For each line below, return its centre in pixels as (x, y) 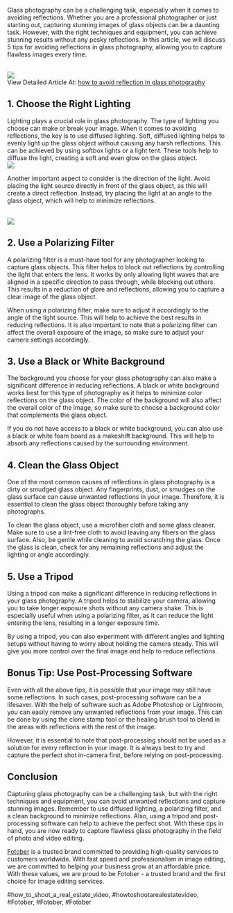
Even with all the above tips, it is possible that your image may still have (109, 690)
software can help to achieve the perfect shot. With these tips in (132, 823)
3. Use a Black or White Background (86, 362)
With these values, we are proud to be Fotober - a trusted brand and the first (116, 873)
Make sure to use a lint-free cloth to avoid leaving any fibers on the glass (111, 532)
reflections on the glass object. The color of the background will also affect (114, 400)
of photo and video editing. (46, 838)
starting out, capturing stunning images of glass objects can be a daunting (113, 25)
